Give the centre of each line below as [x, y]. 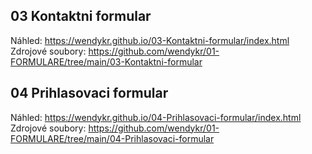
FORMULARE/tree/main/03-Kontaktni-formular [106, 61]
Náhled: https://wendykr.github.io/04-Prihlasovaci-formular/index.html [156, 117]
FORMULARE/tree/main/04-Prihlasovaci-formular [112, 138]
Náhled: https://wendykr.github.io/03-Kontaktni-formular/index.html [150, 40]
